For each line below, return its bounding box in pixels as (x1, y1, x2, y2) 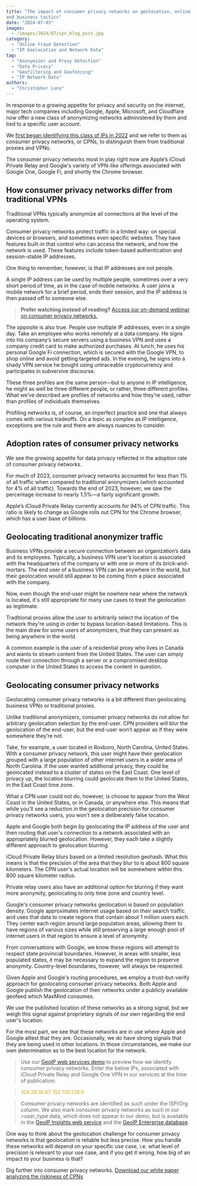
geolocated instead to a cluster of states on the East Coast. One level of (6, 769, 181, 776)
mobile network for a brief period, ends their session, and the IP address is (6, 288, 187, 295)
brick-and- (162, 560, 189, 567)
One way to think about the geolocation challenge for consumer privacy (6, 1130, 180, 1138)
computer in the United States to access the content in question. (6, 663, 162, 670)
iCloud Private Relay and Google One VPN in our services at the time (20, 1071, 187, 1078)
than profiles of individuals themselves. (6, 397, 101, 404)
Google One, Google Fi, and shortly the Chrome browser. (6, 168, 144, 175)
